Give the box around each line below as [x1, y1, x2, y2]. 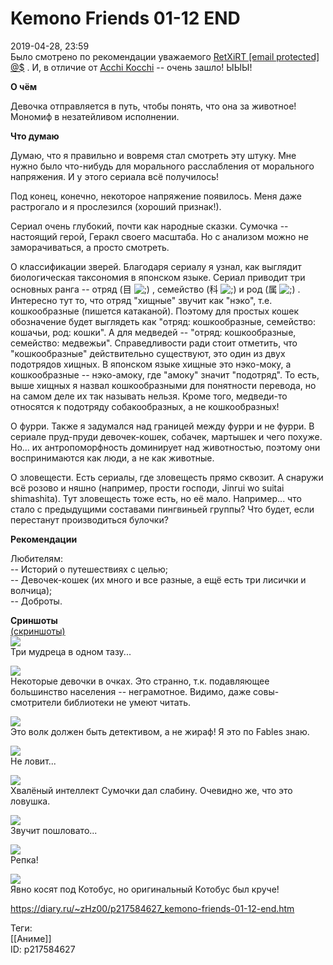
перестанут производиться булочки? [10, 513, 169, 526]
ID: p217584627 [10, 943, 76, 955]
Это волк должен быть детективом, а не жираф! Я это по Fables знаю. [10, 725, 310, 737]
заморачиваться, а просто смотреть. [10, 241, 170, 253]
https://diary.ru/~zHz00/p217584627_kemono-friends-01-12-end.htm [10, 902, 295, 914]
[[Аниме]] [10, 932, 52, 944]
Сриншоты [10, 614, 58, 626]
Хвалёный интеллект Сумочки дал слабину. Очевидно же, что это [10, 784, 293, 796]
